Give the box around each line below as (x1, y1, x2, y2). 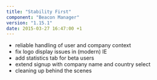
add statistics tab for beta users (14, 54, 95, 61)
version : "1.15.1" (6, 20, 53, 26)
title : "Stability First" (6, 8, 71, 15)
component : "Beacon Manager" (6, 14, 80, 20)
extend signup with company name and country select (14, 61, 151, 68)
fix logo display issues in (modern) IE (14, 48, 107, 56)
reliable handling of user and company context (14, 42, 132, 49)
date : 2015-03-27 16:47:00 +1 (6, 25, 83, 32)
